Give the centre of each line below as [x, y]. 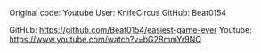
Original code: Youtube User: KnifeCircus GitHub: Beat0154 [118, 13]
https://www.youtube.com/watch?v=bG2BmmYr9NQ [106, 39]
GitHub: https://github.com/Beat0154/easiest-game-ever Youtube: [130, 30]
